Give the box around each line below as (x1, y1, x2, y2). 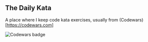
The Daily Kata (5, 4, 52, 12)
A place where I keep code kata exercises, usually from (5, 17, 118, 22)
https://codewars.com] (6, 22, 54, 28)
